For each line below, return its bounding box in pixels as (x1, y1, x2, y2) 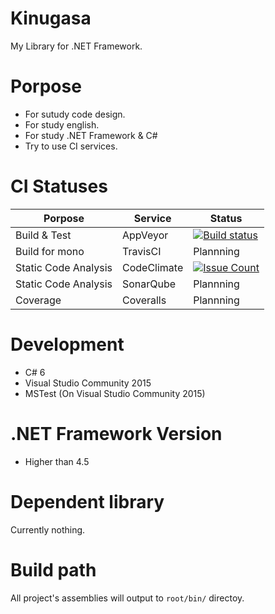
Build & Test (15, 228, 72, 242)
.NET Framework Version (10, 422, 223, 445)
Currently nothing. (10, 523, 86, 536)
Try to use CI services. (24, 140, 118, 152)
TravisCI (122, 244, 162, 258)
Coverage (15, 293, 62, 307)
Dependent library (10, 490, 165, 513)
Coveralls (122, 293, 167, 307)
